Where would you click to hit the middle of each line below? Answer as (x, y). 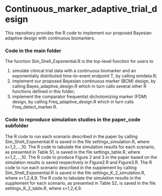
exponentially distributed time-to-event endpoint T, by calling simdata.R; (84, 76)
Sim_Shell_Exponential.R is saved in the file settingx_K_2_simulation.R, (75, 173)
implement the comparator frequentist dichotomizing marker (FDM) (80, 97)
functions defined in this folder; (44, 92)
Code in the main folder (33, 51)
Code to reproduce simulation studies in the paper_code (73, 119)
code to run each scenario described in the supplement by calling (71, 167)
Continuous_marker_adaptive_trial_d (81, 9)
